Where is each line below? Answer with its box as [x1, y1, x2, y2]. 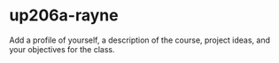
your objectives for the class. [9, 43, 115, 54]
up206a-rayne [9, 5, 119, 26]
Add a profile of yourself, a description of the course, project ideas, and [9, 35, 271, 45]
